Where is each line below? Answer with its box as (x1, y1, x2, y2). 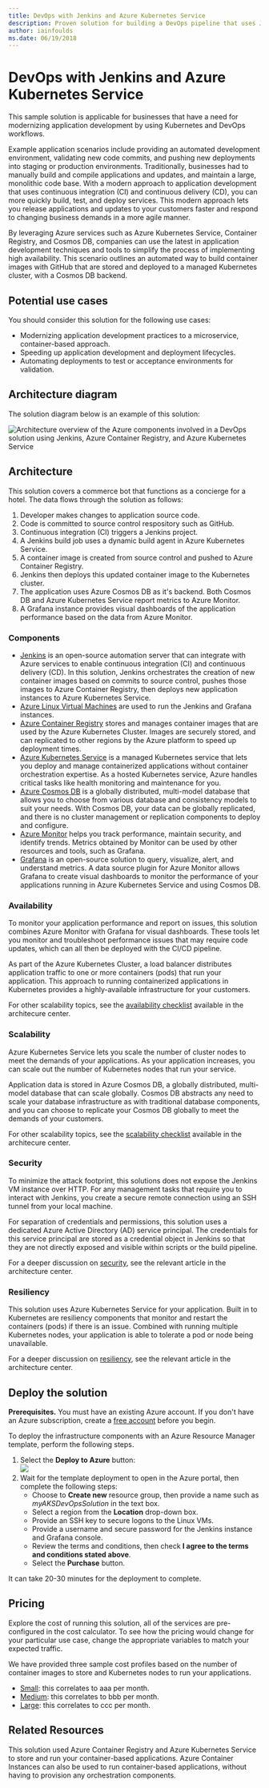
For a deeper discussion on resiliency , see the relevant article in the (8, 1354, 231, 1364)
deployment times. (19, 744, 82, 753)
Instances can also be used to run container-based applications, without (8, 1762, 247, 1771)
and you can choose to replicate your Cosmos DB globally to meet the (8, 1105, 239, 1115)
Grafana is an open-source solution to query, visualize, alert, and (19, 854, 235, 864)
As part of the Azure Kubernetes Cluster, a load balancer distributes (8, 959, 232, 969)
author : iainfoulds (8, 26, 74, 34)
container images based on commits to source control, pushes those (19, 676, 247, 685)
